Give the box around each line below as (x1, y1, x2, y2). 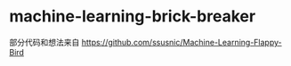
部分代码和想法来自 (9, 37, 80, 47)
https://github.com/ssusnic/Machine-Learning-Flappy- (81, 37, 282, 47)
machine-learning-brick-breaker (9, 6, 256, 27)
